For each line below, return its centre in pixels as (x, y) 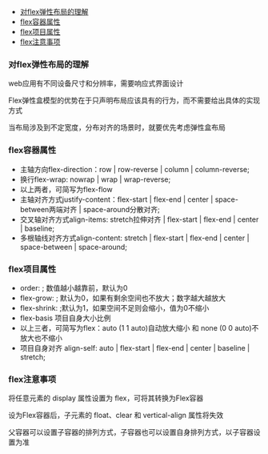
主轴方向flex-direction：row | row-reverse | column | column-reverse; (134, 169)
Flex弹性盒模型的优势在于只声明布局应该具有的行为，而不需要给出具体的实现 (134, 100)
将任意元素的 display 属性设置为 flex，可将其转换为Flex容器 (106, 398)
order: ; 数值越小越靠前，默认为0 (74, 287)
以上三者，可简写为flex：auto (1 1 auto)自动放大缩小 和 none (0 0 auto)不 (139, 327)
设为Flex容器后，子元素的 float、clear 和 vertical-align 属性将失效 (116, 416)
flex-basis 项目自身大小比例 (65, 318)
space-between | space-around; (74, 247)
